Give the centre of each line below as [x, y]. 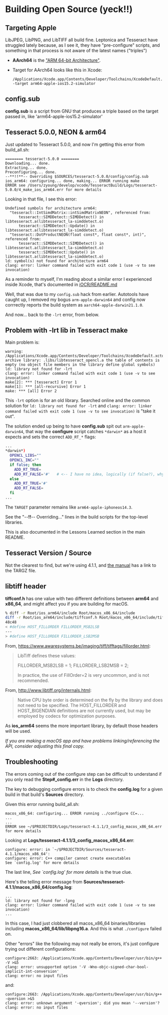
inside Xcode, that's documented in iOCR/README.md [61, 284]
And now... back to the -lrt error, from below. [52, 315]
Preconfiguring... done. [31, 172]
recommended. [33, 680]
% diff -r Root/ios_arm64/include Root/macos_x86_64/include [70, 613]
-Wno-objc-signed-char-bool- [118, 967]
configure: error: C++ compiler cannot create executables [68, 858]
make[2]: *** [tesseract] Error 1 [41, 382]
